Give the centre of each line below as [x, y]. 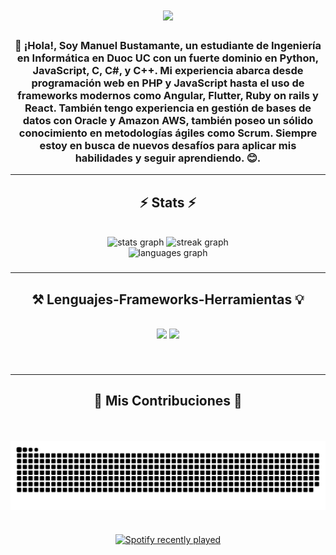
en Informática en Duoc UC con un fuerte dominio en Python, [168, 58]
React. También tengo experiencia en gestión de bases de [168, 108]
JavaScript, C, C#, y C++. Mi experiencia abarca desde [168, 71]
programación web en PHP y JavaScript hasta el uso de [168, 83]
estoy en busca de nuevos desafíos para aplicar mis [168, 146]
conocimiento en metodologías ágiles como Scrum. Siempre [168, 133]
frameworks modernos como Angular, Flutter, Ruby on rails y [168, 96]
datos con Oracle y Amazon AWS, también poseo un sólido [168, 121]
